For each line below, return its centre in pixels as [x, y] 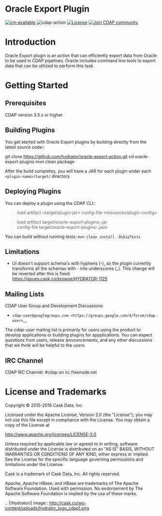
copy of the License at [27, 425]
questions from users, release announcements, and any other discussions [79, 340]
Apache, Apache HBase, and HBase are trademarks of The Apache [72, 483]
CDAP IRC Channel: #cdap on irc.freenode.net [51, 372]
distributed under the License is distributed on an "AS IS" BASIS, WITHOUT [80, 449]
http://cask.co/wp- [68, 503]
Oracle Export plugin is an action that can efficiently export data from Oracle [81, 55]
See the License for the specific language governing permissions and [74, 459]
